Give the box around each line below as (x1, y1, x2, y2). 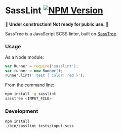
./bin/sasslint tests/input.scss (5, 123, 74, 128)
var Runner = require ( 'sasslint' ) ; (5, 64, 79, 69)
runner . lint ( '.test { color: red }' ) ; (5, 73, 85, 78)
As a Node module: (5, 54, 44, 60)
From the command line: (5, 82, 55, 88)
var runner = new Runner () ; (5, 68, 63, 73)
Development (5, 107, 39, 114)
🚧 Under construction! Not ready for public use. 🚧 (5, 21, 109, 27)
